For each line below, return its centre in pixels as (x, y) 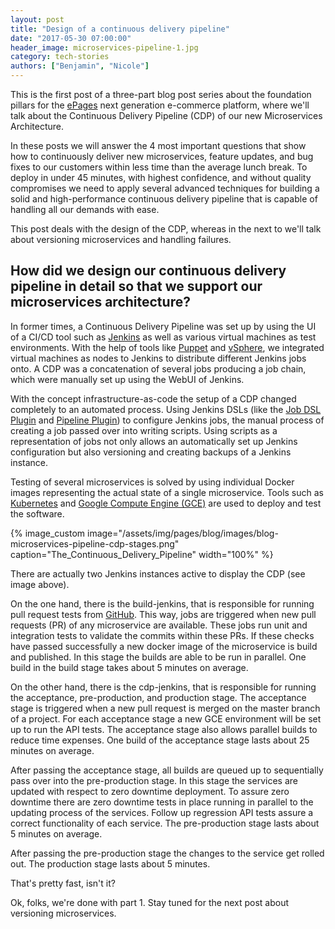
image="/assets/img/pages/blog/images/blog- (183, 533)
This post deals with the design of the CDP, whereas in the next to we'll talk (166, 229)
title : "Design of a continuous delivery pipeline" (120, 29)
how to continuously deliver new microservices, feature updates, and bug (162, 156)
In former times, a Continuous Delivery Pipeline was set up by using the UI (163, 326)
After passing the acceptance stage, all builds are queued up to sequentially (167, 770)
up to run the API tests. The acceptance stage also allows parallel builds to (164, 729)
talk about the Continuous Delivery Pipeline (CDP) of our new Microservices (166, 115)
